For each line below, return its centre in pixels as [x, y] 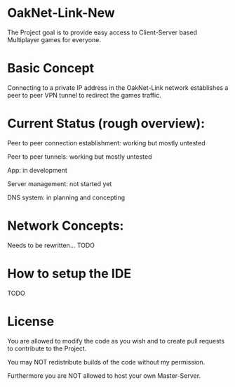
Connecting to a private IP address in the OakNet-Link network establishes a [118, 87]
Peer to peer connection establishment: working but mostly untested [106, 143]
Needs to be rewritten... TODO [51, 245]
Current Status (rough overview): [106, 124]
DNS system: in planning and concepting [66, 197]
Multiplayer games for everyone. [54, 39]
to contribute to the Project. [47, 348]
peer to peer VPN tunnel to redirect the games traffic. [84, 95]
